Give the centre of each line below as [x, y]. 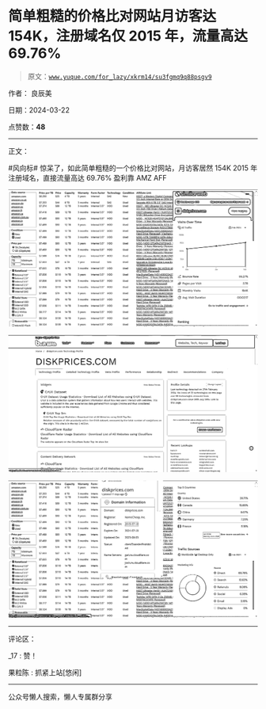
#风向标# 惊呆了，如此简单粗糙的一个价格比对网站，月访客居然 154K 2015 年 [133, 168]
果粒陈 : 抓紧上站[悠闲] [45, 673]
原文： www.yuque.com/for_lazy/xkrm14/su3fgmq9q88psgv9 [120, 76]
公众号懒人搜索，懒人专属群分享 [60, 697]
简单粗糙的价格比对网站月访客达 [112, 16]
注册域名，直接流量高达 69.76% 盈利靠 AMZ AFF [88, 177]
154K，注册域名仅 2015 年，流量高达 [128, 36]
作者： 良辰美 [30, 93]
